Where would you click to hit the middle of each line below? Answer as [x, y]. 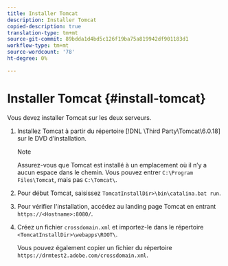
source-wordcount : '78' [41, 52]
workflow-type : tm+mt [38, 45]
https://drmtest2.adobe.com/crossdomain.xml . [83, 255]
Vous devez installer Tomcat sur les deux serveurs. [79, 117]
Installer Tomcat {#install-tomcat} [106, 98]
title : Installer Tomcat [43, 13]
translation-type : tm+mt [43, 33]
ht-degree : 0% [27, 59]
